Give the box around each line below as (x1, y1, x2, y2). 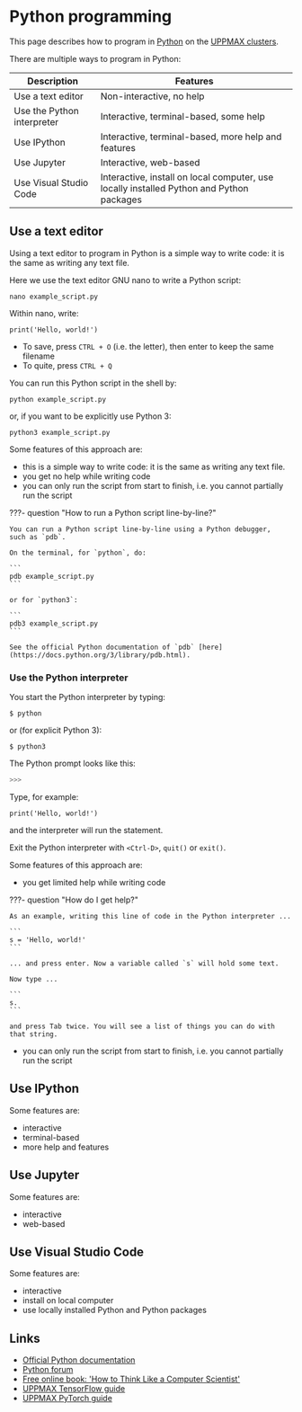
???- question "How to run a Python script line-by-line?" (9, 507, 217, 518)
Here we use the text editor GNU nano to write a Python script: (9, 274, 241, 285)
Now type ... (9, 974, 58, 983)
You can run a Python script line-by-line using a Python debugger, (9, 524, 271, 534)
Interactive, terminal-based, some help (100, 110, 265, 122)
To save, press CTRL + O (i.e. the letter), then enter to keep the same (22, 341, 274, 351)
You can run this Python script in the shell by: (9, 377, 177, 388)
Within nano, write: (9, 307, 79, 318)
